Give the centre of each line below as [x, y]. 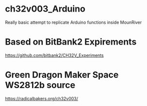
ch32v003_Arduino [45, 9]
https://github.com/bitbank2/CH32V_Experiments [54, 55]
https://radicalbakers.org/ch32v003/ [42, 98]
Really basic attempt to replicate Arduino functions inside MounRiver [73, 22]
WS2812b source [40, 85]
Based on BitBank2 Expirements [71, 42]
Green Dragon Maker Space [62, 75]
